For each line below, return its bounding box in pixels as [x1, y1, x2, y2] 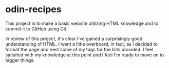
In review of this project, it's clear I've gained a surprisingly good [5, 36, 143, 42]
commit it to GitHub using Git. [5, 25, 68, 31]
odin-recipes [5, 4, 62, 15]
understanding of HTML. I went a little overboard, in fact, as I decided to [5, 41, 158, 47]
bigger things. [5, 57, 35, 63]
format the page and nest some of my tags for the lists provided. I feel [5, 46, 154, 52]
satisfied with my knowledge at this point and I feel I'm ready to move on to [5, 52, 164, 58]
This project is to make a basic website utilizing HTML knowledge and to [5, 20, 159, 26]
